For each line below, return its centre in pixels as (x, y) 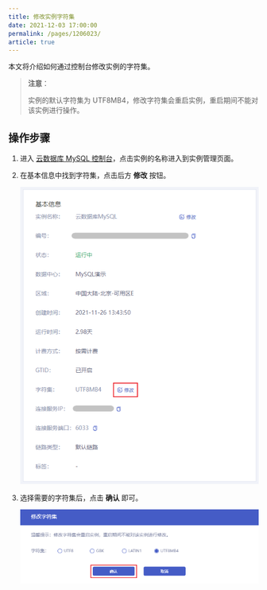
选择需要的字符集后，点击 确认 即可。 (81, 498)
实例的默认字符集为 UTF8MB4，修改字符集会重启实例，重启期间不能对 (143, 100)
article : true (32, 42)
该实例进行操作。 (56, 111)
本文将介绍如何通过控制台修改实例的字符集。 (81, 67)
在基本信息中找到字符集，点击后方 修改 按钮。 (95, 176)
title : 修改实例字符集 (42, 17)
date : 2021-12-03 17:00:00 (53, 25)
